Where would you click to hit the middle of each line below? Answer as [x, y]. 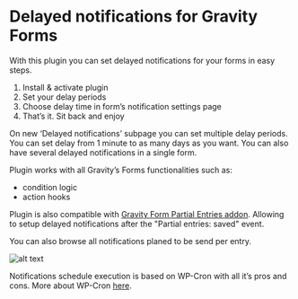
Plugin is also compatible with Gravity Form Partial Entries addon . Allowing [147, 214]
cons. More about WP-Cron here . [70, 286]
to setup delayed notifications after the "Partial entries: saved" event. [137, 224]
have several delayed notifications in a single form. [103, 152]
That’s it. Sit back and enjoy [73, 116]
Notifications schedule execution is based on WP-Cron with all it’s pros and [148, 276]
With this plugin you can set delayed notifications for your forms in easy [142, 60]
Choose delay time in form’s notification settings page [122, 106]
